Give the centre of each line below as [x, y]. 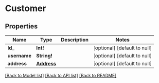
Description [75, 40]
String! [44, 56]
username [19, 56]
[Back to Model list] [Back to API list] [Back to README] [61, 76]
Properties [21, 26]
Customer [26, 8]
